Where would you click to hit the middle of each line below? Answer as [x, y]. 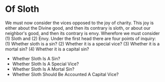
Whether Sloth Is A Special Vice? [46, 64]
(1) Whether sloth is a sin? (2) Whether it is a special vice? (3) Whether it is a [82, 43]
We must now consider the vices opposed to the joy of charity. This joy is [80, 23]
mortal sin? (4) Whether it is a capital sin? [47, 49]
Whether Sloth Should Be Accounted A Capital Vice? [66, 74]
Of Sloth [22, 9]
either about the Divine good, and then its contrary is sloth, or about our [78, 28]
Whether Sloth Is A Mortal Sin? [43, 69]
